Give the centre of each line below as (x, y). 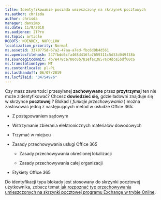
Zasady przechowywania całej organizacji (61, 163)
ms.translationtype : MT (29, 64)
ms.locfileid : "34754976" (31, 77)
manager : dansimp (22, 23)
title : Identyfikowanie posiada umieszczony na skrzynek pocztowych (75, 9)
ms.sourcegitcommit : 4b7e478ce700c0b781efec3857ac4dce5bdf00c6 (70, 59)
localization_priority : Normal (37, 46)
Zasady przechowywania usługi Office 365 (55, 144)
